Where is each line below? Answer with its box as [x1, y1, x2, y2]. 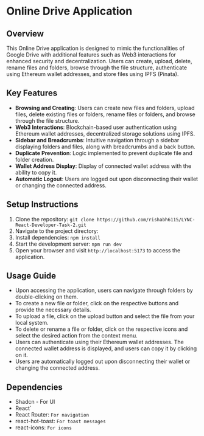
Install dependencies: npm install [15, 234, 100, 241]
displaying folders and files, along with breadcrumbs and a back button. [15, 143, 196, 150]
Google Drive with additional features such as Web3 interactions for [6, 51, 177, 58]
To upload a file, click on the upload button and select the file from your [15, 313, 195, 320]
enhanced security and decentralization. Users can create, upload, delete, [6, 58, 192, 64]
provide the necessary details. [15, 306, 91, 314]
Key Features [6, 88, 58, 99]
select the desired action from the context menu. [15, 332, 138, 339]
